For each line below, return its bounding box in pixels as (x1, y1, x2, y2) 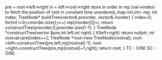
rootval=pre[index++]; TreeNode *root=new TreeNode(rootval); (5, 35, 132, 41)
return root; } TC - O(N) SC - (99, 45, 156, 51)
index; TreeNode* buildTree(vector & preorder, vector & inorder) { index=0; (5, 15, 152, 20)
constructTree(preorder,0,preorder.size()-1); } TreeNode (5, 25, 117, 30)
